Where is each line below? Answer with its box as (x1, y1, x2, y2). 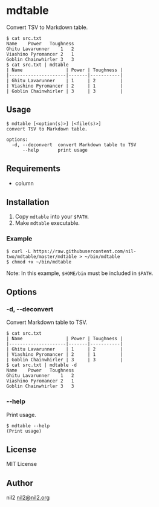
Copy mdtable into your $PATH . (15, 213, 89, 221)
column (15, 179, 34, 187)
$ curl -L (6, 248, 31, 254)
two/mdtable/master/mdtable (6, 253, 77, 260)
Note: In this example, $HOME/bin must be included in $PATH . (6, 270, 154, 277)
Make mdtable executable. (15, 219, 80, 227)
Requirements (6, 164, 60, 174)
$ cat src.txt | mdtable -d (6, 362, 77, 369)
